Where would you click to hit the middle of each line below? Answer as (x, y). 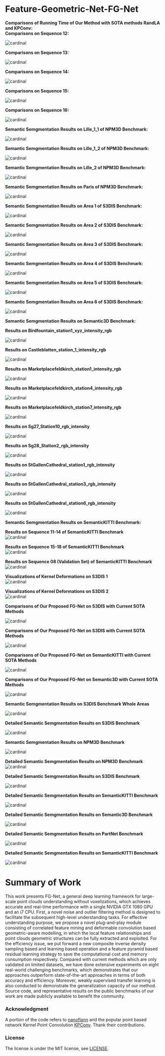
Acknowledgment (27, 1009)
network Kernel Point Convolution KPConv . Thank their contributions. (75, 1025)
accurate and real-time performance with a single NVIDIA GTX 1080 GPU (79, 907)
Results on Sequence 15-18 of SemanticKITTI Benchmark (65, 547)
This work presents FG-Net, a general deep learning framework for (73, 896)
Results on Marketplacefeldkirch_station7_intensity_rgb (63, 407)
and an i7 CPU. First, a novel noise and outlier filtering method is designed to (83, 912)
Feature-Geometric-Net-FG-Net (72, 9)
